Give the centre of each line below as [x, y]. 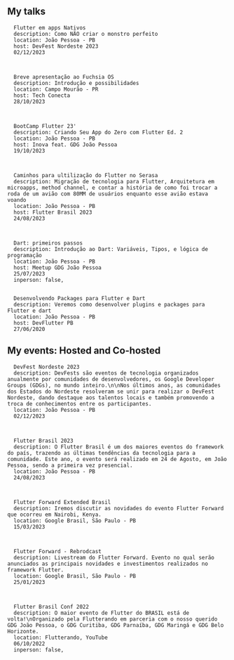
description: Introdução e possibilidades [76, 83]
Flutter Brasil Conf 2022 [51, 607]
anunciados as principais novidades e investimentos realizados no [108, 564]
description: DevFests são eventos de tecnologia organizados [106, 373]
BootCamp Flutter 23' [45, 126]
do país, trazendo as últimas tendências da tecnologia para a [102, 453]
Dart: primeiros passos [48, 243]
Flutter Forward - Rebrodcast [57, 551]
